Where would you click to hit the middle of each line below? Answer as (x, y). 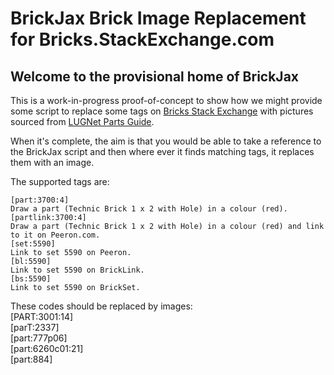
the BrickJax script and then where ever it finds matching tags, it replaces (162, 151)
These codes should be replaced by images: (101, 306)
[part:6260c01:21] (47, 348)
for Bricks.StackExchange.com (142, 39)
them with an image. (52, 162)
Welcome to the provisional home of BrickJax (155, 76)
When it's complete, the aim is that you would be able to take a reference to (166, 141)
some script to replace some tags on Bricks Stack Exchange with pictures (162, 111)
